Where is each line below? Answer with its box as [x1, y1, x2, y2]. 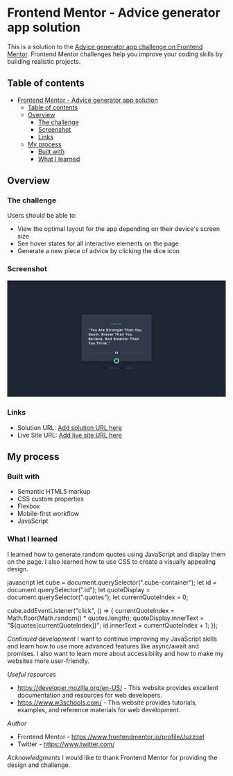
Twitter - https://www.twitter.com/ [17, 740, 115, 748]
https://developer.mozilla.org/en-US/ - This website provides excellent [17, 683, 218, 691]
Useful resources [7, 670, 57, 678]
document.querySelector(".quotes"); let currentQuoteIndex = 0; [7, 593, 189, 601]
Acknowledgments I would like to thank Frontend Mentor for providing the [7, 753, 218, 761]
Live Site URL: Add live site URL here [17, 431, 123, 439]
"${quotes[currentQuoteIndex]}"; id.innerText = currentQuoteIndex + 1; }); [7, 621, 218, 629]
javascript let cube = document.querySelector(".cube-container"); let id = [7, 578, 217, 587]
